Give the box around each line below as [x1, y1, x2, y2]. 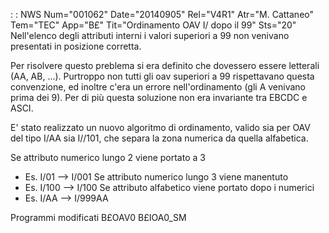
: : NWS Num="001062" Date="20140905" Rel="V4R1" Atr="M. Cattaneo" [10, 9, 315, 20]
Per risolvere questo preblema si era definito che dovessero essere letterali [10, 60, 320, 71]
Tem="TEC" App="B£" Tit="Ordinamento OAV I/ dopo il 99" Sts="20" [10, 19, 297, 31]
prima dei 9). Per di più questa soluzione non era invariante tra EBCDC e [10, 92, 308, 103]
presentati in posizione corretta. [10, 40, 142, 52]
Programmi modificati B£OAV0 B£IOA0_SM [10, 212, 187, 223]
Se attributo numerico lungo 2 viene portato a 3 [10, 152, 206, 163]
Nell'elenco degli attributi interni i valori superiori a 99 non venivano [10, 30, 290, 41]
